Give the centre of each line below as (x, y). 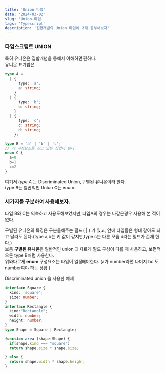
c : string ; (30, 125)
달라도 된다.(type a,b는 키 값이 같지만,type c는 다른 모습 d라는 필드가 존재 (82, 237)
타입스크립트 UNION (28, 47)
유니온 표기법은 (20, 65)
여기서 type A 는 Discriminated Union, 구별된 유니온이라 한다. (66, 181)
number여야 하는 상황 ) (28, 268)
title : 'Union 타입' (25, 10)
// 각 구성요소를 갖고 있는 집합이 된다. (41, 148)
